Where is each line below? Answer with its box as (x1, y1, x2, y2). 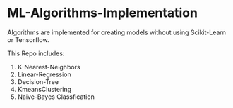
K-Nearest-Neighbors (17, 62, 80, 71)
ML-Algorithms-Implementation (7, 5, 198, 21)
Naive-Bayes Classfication (17, 93, 95, 101)
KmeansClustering (17, 85, 72, 93)
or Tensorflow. (7, 35, 49, 43)
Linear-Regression (17, 70, 72, 79)
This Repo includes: (7, 49, 65, 58)
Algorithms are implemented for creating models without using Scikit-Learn (7, 28, 227, 36)
